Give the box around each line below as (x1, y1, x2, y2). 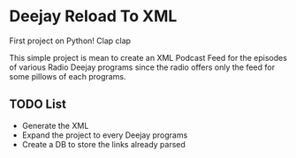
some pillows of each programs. (9, 71, 126, 81)
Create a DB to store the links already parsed (21, 139, 186, 149)
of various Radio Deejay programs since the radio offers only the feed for (9, 62, 276, 72)
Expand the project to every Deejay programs (21, 130, 188, 140)
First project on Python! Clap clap (9, 35, 131, 46)
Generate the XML (21, 120, 89, 131)
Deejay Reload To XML (9, 6, 178, 26)
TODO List (9, 97, 66, 112)
